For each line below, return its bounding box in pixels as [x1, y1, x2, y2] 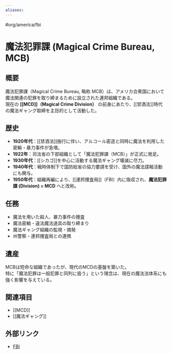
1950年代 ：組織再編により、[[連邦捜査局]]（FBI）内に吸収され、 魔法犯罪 [12, 177, 167, 183]
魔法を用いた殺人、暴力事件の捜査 [12, 214, 85, 220]
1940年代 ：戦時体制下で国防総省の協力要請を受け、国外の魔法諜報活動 [12, 164, 163, 170]
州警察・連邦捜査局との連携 [12, 233, 72, 239]
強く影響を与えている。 [5, 277, 55, 283]
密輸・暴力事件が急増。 [12, 145, 62, 151]
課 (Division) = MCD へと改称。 [12, 183, 79, 189]
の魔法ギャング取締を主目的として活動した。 [5, 107, 100, 113]
